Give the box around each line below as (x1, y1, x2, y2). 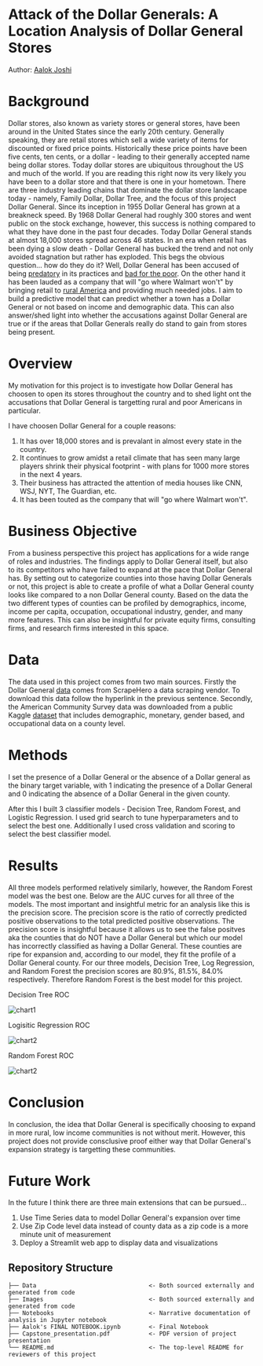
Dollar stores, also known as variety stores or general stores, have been (8, 118, 240, 127)
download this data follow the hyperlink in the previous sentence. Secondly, (8, 693, 253, 703)
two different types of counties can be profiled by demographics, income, (8, 598, 247, 608)
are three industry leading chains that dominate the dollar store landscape (8, 185, 247, 194)
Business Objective (8, 523, 137, 540)
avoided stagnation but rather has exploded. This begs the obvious (8, 252, 225, 261)
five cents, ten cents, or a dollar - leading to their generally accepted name (8, 152, 250, 161)
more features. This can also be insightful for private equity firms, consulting (8, 615, 256, 624)
